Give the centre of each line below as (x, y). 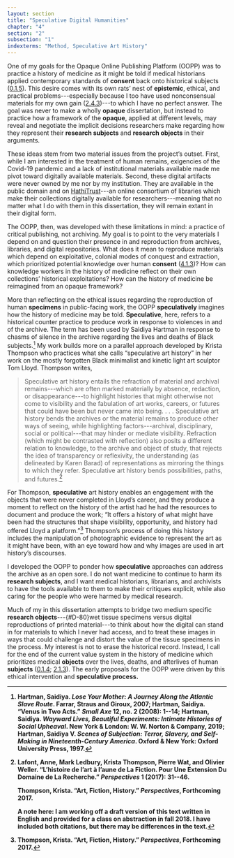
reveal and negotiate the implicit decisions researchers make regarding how (116, 125)
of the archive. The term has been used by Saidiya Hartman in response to (114, 329)
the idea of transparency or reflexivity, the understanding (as (111, 456)
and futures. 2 (43, 478)
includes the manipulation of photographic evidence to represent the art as (115, 538)
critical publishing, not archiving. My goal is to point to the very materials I (113, 234)
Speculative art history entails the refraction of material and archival (122, 381)
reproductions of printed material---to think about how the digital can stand (116, 624)
